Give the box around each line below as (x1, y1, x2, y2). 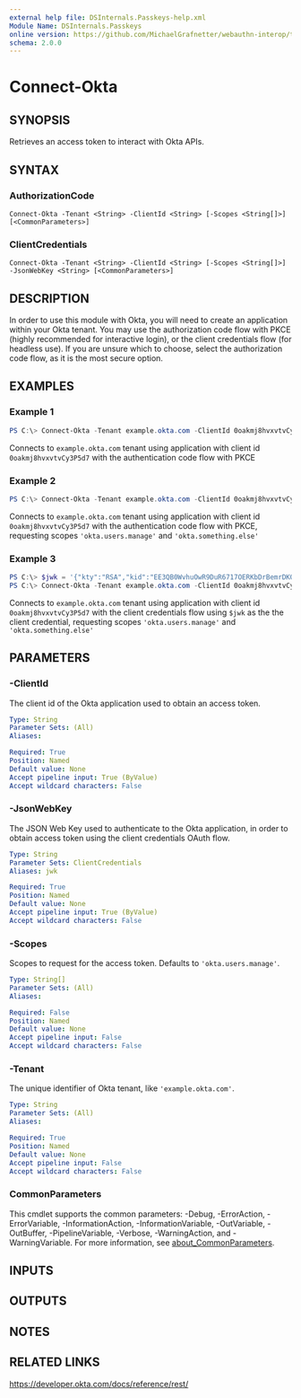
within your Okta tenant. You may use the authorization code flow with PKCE (9, 324, 291, 335)
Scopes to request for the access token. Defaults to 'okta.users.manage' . (9, 958, 280, 969)
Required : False (9, 1007, 70, 1017)
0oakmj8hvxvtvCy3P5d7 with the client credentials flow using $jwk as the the (9, 607, 284, 618)
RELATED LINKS (9, 1355, 100, 1370)
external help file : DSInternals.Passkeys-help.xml (9, 13, 206, 22)
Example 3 (9, 552, 56, 565)
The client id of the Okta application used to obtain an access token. (9, 698, 262, 708)
